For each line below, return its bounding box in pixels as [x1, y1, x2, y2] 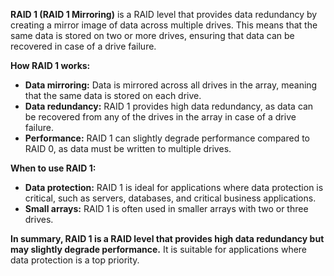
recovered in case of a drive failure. [10, 40, 157, 52]
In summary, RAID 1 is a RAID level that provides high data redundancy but [10, 233, 325, 244]
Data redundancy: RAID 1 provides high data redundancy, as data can [24, 100, 314, 112]
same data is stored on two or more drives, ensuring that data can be [10, 30, 295, 41]
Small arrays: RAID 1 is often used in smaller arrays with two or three [24, 203, 309, 214]
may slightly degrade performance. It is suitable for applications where [10, 244, 308, 255]
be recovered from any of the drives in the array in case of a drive [24, 111, 297, 123]
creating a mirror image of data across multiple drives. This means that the [10, 19, 318, 31]
